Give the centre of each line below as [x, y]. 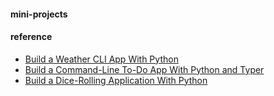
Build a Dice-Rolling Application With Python [116, 80]
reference [31, 37]
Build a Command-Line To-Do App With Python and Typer [144, 69]
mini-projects [39, 14]
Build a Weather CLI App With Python [101, 59]
